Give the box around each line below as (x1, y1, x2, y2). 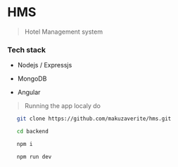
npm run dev (16, 153, 52, 160)
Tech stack (7, 45, 46, 55)
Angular (17, 88, 41, 97)
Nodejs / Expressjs (17, 61, 72, 69)
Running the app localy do (24, 102, 101, 110)
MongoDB (17, 74, 47, 83)
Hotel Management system (24, 27, 103, 36)
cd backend (16, 128, 49, 135)
